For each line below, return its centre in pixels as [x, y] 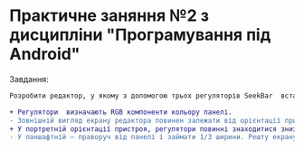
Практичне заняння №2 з [109, 16]
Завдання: [29, 79]
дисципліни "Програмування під [140, 35]
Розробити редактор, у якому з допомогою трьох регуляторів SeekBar [141, 96]
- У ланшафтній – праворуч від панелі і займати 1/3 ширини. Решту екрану [153, 137]
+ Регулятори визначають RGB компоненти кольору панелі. [121, 112]
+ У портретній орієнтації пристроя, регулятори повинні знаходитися [143, 129]
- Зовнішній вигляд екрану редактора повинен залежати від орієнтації [145, 120]
